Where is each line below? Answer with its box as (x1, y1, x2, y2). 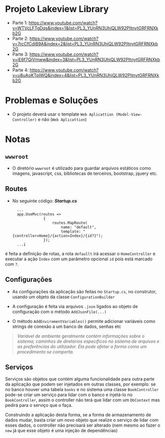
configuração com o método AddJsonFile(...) (12, 309, 107, 315)
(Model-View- (115, 112, 142, 117)
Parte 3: (12, 51, 29, 57)
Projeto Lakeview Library (5, 3, 109, 15)
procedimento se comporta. (17, 349, 74, 355)
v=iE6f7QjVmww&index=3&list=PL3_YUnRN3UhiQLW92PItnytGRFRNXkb (12, 56, 160, 62)
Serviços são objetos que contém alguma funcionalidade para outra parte (5, 376, 155, 382)
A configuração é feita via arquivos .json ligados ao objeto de (12, 303, 138, 309)
